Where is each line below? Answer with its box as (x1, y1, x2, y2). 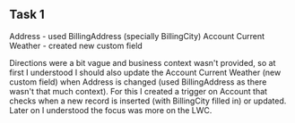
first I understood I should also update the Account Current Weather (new (9, 67, 282, 78)
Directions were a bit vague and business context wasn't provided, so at (9, 57, 276, 68)
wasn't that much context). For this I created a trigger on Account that (9, 86, 267, 96)
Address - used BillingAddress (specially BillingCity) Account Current (9, 30, 265, 41)
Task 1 (9, 7, 45, 22)
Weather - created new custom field (9, 40, 143, 51)
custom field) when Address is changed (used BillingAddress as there (9, 76, 267, 87)
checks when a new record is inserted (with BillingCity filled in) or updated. (9, 95, 287, 106)
